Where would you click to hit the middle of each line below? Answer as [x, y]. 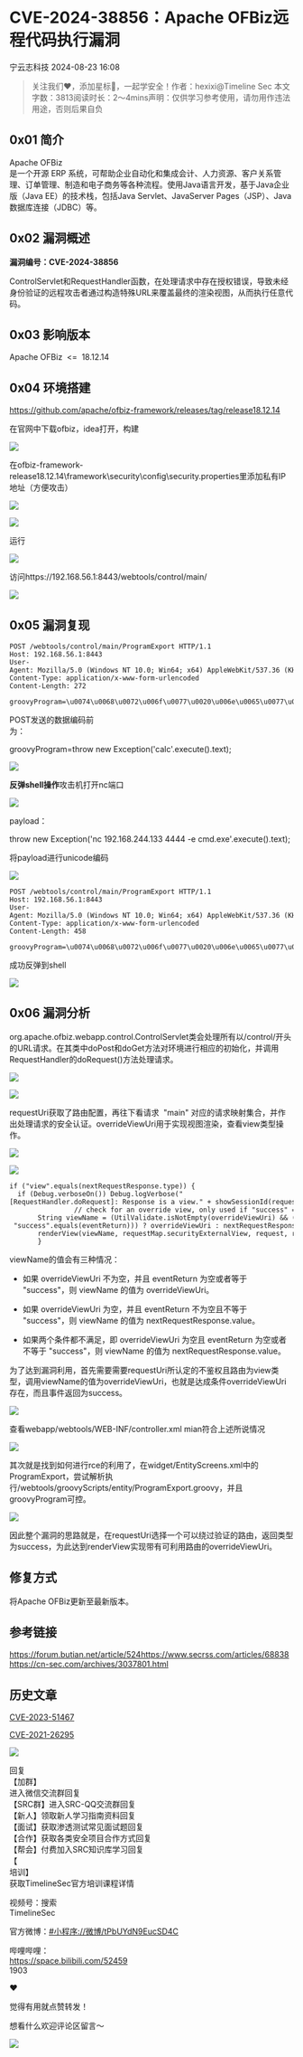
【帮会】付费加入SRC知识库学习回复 [77, 1850]
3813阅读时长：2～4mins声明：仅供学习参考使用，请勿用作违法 [173, 97]
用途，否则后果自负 [67, 109]
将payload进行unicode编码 [59, 858]
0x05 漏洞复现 [50, 625]
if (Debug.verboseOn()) [62, 1194]
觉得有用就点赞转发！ [49, 2006]
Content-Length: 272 [48, 686]
